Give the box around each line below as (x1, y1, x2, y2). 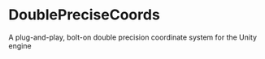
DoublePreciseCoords (8, 6, 160, 24)
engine (8, 40, 32, 50)
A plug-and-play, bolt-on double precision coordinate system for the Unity (8, 32, 258, 42)
